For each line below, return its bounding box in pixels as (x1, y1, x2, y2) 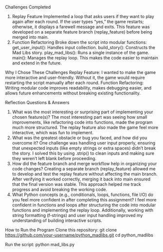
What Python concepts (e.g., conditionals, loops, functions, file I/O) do (12, 192, 153, 198)
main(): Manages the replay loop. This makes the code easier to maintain (12, 55, 158, 60)
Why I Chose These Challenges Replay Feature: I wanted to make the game (5, 70, 156, 75)
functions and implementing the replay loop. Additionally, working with (12, 207, 154, 213)
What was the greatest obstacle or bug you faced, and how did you (12, 135, 147, 141)
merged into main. (12, 34, 49, 40)
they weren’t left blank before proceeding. (12, 156, 96, 161)
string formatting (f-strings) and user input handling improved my (12, 213, 143, 218)
